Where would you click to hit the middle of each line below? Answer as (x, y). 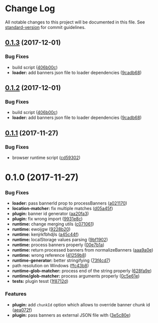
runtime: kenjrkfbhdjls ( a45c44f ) (45, 234)
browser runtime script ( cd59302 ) (46, 158)
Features (16, 294)
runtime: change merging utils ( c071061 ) (53, 224)
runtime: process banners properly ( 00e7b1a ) (58, 245)
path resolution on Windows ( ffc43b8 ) (50, 266)
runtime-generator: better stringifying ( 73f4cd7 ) (61, 260)
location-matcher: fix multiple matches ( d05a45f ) (62, 208)
